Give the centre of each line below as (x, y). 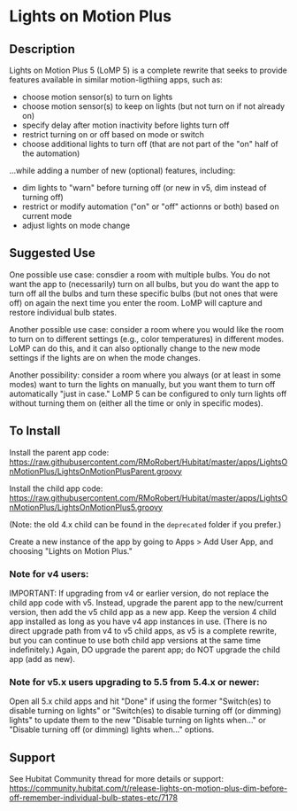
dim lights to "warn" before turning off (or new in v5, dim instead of (144, 187)
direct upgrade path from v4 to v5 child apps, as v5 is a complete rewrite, (143, 630)
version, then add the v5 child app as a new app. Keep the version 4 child (143, 612)
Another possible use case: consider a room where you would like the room (147, 329)
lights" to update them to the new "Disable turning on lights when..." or (138, 721)
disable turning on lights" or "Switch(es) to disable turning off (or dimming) (145, 711)
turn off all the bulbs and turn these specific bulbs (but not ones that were (144, 293)
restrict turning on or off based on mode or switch (113, 134)
